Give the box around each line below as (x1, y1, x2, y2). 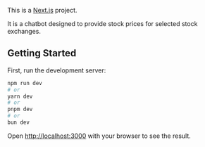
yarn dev (7, 93, 33, 100)
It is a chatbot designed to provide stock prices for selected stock (7, 20, 198, 27)
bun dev (7, 119, 30, 126)
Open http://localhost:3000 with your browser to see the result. (7, 132, 192, 140)
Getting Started (7, 47, 77, 59)
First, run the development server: (7, 66, 106, 75)
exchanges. (7, 27, 41, 35)
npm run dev (7, 79, 42, 87)
